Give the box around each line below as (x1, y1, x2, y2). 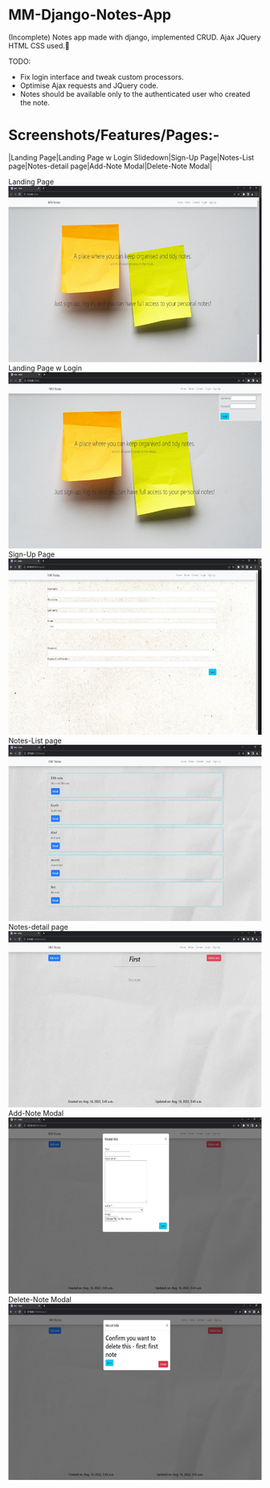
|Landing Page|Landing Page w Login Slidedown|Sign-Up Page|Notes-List (8, 152, 255, 162)
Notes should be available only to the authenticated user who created (19, 89, 251, 98)
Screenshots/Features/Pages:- (8, 126, 220, 144)
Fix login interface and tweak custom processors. (19, 72, 184, 81)
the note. (19, 97, 51, 107)
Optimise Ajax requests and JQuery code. (19, 81, 159, 90)
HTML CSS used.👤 (8, 40, 70, 50)
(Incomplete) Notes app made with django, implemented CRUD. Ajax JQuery (8, 32, 261, 42)
